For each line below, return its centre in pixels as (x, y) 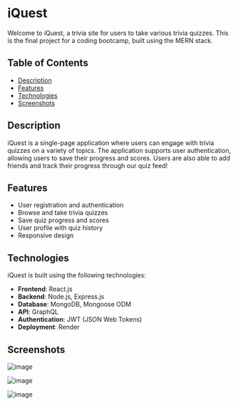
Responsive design (46, 236)
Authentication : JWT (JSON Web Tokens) (80, 320)
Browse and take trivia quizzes (63, 213)
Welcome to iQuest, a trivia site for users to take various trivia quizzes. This (118, 33)
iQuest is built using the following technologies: (77, 275)
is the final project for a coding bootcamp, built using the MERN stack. (110, 40)
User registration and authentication (71, 205)
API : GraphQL (38, 312)
